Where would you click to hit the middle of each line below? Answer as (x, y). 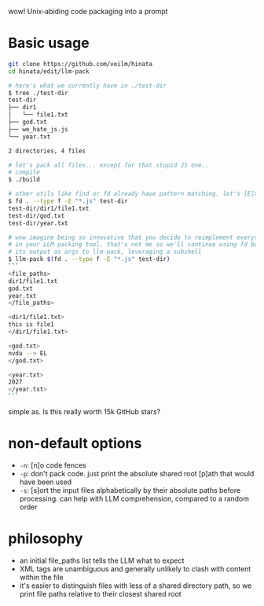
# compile (24, 172)
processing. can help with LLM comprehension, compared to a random (134, 499)
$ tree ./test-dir (38, 93)
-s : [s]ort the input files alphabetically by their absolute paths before (130, 490)
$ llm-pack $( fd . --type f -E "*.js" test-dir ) (89, 259)
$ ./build (24, 180)
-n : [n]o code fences (53, 465)
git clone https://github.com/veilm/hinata (81, 64)
